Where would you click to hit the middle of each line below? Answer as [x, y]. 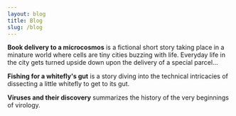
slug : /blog [25, 27]
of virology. [24, 105]
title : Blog [25, 21]
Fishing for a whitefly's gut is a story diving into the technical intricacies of [118, 76]
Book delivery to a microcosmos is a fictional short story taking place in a [116, 48]
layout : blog [27, 14]
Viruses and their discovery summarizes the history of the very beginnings [118, 97]
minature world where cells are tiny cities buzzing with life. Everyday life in [117, 55]
